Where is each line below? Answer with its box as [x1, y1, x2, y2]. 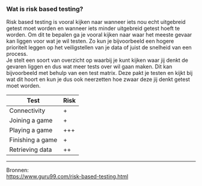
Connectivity [9, 107, 46, 115]
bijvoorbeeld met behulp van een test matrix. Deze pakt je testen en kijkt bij [6, 70, 193, 77]
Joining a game [9, 116, 53, 125]
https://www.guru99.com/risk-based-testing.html [6, 173, 129, 180]
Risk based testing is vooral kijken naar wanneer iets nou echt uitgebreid [6, 19, 186, 26]
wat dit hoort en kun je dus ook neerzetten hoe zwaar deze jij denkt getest [6, 76, 191, 83]
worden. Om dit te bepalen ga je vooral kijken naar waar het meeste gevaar [6, 31, 192, 38]
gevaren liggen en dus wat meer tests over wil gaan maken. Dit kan [6, 63, 173, 70]
